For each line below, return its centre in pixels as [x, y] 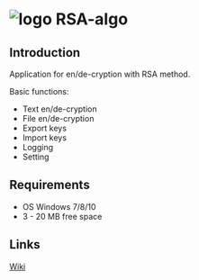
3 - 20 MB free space [62, 216]
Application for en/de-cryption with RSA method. [100, 74]
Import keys [45, 138]
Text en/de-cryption [59, 109]
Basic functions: [39, 91]
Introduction [45, 53]
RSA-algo [92, 19]
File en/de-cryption [58, 118]
